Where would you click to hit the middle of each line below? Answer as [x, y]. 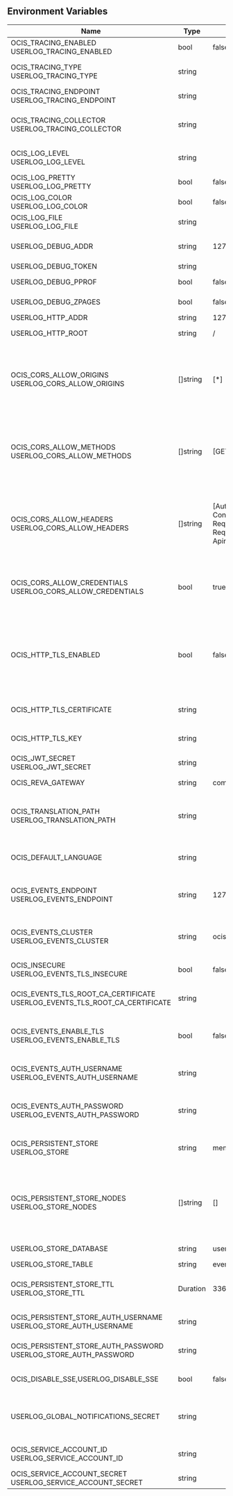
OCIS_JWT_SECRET [43, 758]
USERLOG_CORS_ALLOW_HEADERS [70, 528]
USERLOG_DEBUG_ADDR [52, 246]
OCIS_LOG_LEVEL [40, 153]
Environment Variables [58, 11]
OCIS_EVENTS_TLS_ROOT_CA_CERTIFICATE [83, 994]
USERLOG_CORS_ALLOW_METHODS [71, 456]
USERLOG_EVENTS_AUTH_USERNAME [75, 1077]
